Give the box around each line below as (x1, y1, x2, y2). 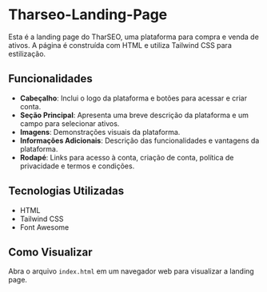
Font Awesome (19, 222, 70, 232)
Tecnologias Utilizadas (8, 184, 125, 198)
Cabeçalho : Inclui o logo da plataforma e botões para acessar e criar (19, 93, 248, 103)
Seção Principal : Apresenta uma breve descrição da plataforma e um (19, 110, 249, 120)
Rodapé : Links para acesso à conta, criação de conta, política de (19, 152, 234, 162)
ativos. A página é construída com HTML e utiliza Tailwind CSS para (8, 40, 232, 49)
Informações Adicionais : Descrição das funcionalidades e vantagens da (19, 136, 260, 145)
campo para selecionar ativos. (19, 118, 120, 128)
